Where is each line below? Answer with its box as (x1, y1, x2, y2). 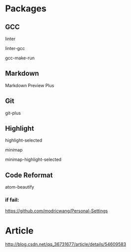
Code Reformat (5, 171, 53, 179)
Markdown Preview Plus (5, 82, 54, 88)
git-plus (5, 110, 21, 116)
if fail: (5, 197, 19, 203)
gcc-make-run (5, 55, 35, 61)
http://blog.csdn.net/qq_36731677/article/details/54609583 (5, 241, 127, 248)
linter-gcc (5, 46, 25, 51)
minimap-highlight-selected (5, 156, 62, 162)
